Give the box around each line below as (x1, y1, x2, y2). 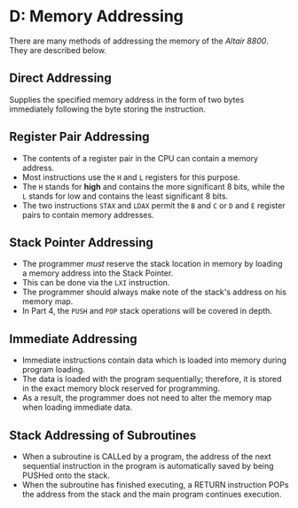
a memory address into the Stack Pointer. (21, 268, 174, 278)
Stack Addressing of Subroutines (9, 427, 197, 442)
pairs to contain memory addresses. (21, 209, 154, 220)
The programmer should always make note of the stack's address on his (21, 286, 286, 298)
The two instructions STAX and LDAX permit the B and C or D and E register (21, 199, 286, 210)
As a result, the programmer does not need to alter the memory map (21, 393, 272, 403)
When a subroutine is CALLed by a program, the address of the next (21, 451, 271, 462)
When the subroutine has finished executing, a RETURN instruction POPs (21, 480, 289, 489)
